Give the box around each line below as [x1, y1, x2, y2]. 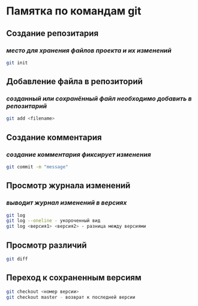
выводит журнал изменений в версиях [6, 198, 127, 207]
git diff [6, 256, 28, 262]
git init [6, 60, 28, 66]
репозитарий [6, 102, 47, 111]
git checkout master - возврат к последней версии [6, 294, 136, 300]
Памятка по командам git [6, 4, 142, 18]
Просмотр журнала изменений [6, 180, 131, 191]
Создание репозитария [6, 28, 99, 38]
